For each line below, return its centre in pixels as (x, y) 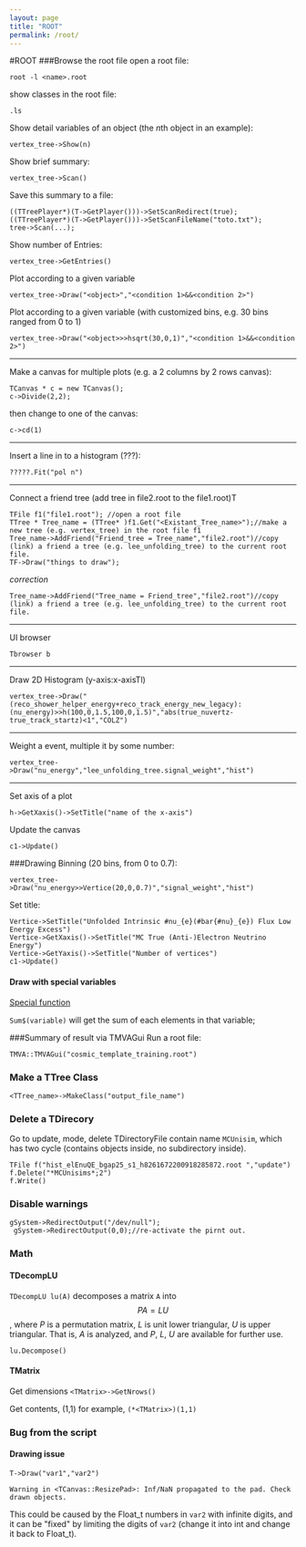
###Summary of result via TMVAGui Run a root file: (106, 1037)
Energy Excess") (40, 930)
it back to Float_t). (43, 1533)
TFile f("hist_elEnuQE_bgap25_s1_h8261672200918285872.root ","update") (150, 1165)
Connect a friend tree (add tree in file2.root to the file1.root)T (123, 498)
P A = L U (153, 1310)
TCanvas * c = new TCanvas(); (67, 389)
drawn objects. (38, 1497)
